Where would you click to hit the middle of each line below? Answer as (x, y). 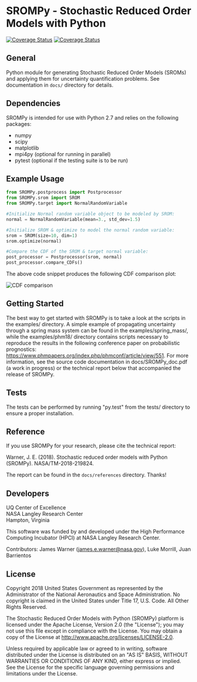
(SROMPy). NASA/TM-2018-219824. (50, 464)
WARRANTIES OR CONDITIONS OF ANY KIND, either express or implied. (94, 661)
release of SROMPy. (30, 374)
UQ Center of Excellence (36, 508)
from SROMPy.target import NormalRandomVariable (67, 203)
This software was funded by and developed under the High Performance (96, 532)
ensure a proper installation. (40, 413)
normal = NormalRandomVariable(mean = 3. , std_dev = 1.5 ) (74, 219)
